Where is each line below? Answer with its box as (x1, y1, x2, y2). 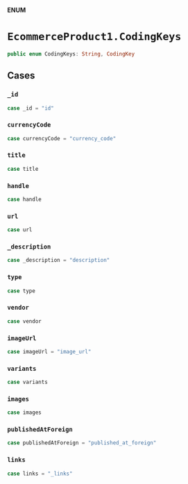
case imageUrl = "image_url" (7, 348, 92, 355)
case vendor (7, 317, 42, 325)
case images (7, 409, 42, 416)
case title (7, 165, 39, 172)
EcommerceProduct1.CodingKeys (7, 31, 182, 44)
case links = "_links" (7, 470, 73, 477)
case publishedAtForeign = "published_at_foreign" (7, 440, 157, 447)
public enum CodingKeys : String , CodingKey (7, 50, 135, 58)
